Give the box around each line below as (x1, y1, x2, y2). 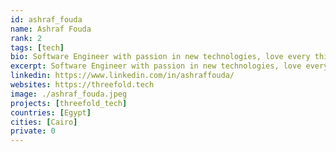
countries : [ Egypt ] (10, 107, 92, 118)
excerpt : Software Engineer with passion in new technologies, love (10, 61, 302, 71)
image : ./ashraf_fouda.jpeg (10, 89, 128, 99)
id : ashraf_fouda (10, 14, 83, 25)
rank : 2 (10, 33, 43, 43)
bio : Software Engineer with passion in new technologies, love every (10, 52, 311, 62)
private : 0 (10, 126, 56, 136)
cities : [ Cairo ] (10, 117, 78, 127)
